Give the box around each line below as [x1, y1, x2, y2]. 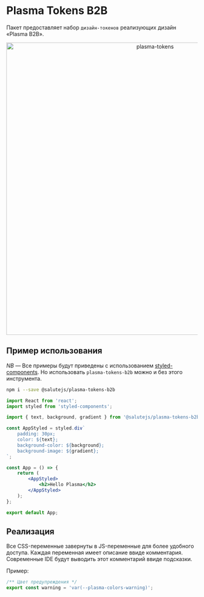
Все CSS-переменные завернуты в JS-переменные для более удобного [6, 543, 194, 550]
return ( [17, 470, 39, 476]
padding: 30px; [17, 431, 56, 437]
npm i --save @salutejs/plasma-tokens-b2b [6, 386, 115, 393]
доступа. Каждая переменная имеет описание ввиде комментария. [6, 549, 183, 556]
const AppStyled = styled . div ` [6, 425, 86, 431]
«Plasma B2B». [6, 30, 44, 37]
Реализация [6, 526, 55, 537]
